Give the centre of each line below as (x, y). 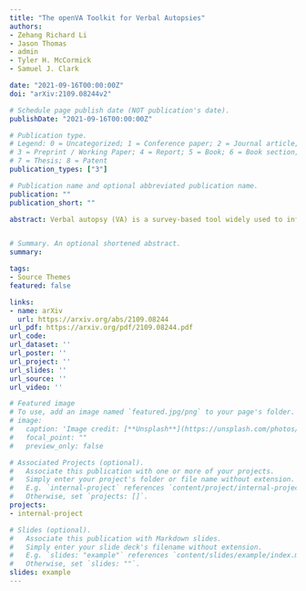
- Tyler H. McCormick (51, 60)
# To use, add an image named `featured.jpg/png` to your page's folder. (153, 412)
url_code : (28, 336)
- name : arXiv (36, 311)
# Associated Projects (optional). (77, 462)
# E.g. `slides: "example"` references (89, 555)
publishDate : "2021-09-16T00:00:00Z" (81, 119)
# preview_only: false (56, 446)
